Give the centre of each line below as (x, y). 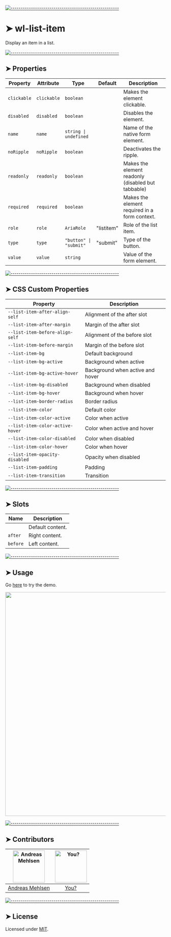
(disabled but (139, 183)
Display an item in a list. (30, 42)
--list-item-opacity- (34, 454)
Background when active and (120, 370)
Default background (109, 353)
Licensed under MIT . (27, 929)
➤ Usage (19, 572)
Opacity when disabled (112, 457)
